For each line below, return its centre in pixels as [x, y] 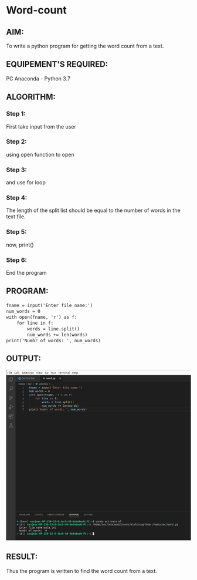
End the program [26, 272]
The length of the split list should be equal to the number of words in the [93, 210]
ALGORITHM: [31, 97]
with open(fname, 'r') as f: [42, 317]
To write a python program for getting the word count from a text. [85, 46]
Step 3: [17, 170]
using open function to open [40, 154]
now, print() [20, 245]
